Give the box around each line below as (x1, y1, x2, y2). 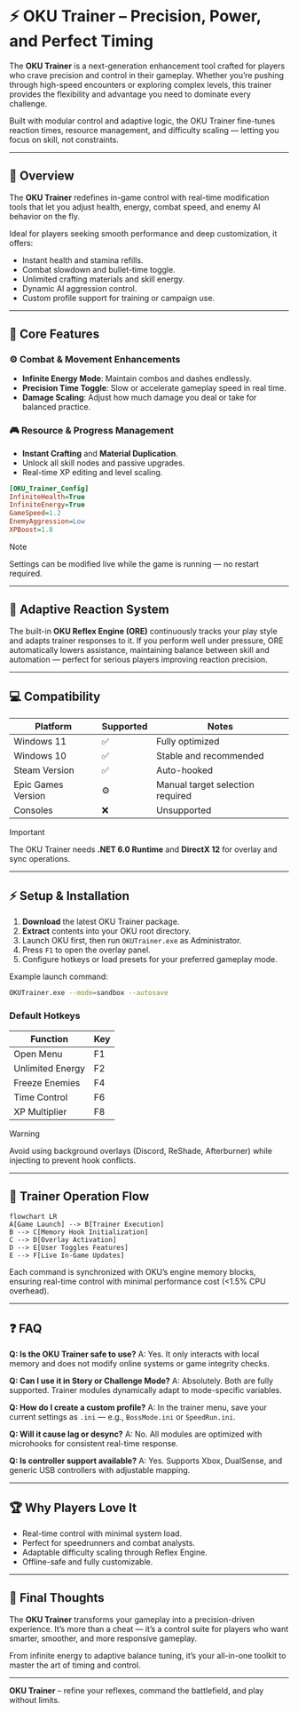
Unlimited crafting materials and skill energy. (21, 274, 185, 284)
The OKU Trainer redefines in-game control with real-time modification (9, 192, 270, 203)
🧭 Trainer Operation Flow (9, 1189, 149, 1204)
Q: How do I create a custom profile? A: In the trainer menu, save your (9, 1402, 268, 1413)
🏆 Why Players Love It (9, 1500, 137, 1515)
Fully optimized (156, 735, 220, 747)
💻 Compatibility (9, 689, 101, 705)
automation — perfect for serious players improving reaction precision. (9, 654, 268, 665)
